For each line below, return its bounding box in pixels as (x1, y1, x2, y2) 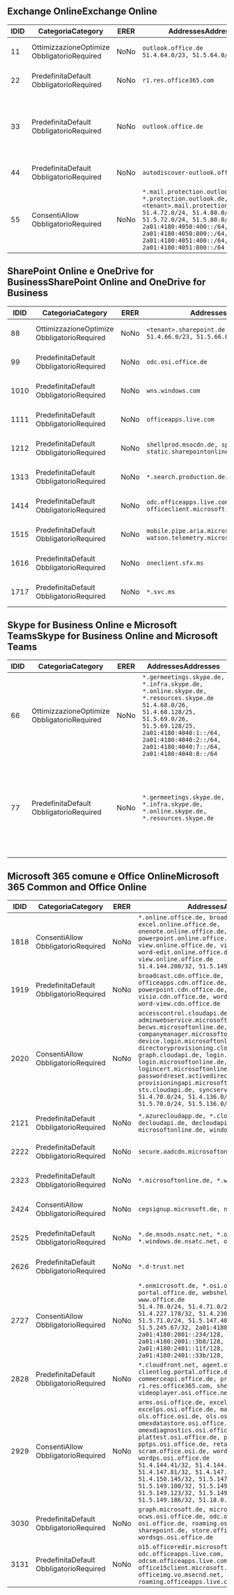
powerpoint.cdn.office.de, (138, 986, 228, 994)
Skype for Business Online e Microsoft (7, 619, 178, 631)
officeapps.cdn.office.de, (138, 979, 228, 987)
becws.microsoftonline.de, (138, 1023, 228, 1032)
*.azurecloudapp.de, (138, 1112, 207, 1120)
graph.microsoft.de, (138, 1506, 207, 1514)
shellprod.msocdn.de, (146, 440, 218, 449)
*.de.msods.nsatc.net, (138, 1231, 214, 1238)
